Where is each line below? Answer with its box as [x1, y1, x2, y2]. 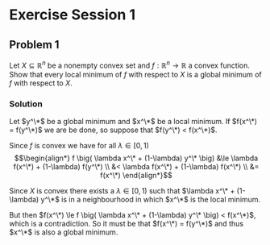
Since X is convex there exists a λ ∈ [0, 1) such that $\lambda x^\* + [9, 185, 235, 195]
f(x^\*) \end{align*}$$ [100, 170, 172, 180]
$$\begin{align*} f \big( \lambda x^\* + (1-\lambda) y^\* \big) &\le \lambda [14, 153, 259, 163]
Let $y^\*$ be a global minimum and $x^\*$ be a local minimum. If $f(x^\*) [9, 116, 257, 126]
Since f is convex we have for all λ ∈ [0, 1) [9, 140, 150, 150]
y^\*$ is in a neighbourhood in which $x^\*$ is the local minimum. [40, 194, 261, 204]
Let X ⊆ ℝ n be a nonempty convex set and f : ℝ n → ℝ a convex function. [9, 59, 251, 70]
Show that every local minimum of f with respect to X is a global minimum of [9, 69, 263, 79]
